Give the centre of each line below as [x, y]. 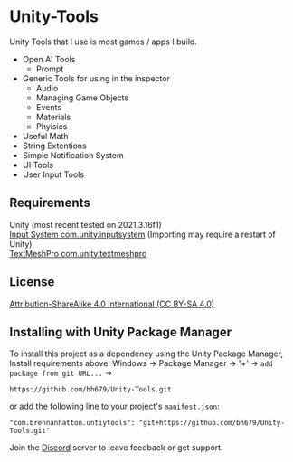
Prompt [50, 69]
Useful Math [45, 136]
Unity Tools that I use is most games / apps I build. [103, 42]
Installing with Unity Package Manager [121, 332]
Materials [53, 117]
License [32, 282]
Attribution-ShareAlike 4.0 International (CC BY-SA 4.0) [112, 304]
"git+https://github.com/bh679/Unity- [212, 423]
